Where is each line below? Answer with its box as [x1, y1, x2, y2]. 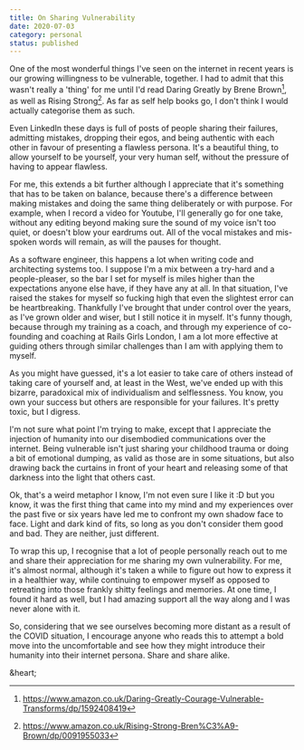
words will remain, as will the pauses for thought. [39, 236, 222, 247]
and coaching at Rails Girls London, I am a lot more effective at [44, 331, 279, 341]
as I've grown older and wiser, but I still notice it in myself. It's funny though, [9, 312, 293, 322]
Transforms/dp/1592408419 [22, 703, 128, 714]
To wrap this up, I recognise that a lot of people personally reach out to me [9, 545, 288, 556]
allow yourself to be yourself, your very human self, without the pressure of [9, 151, 290, 162]
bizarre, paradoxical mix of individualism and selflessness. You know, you [9, 387, 283, 398]
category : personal [9, 30, 83, 39]
